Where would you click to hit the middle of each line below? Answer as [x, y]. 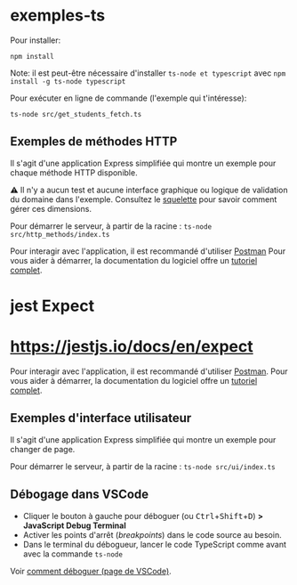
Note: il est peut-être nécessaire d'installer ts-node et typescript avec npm [148, 73]
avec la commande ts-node [73, 554]
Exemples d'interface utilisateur [101, 418]
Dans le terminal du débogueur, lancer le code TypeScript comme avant [155, 544]
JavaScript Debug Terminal [75, 525]
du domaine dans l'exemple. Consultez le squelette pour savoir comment [144, 199]
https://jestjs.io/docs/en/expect [132, 347]
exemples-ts [58, 16]
